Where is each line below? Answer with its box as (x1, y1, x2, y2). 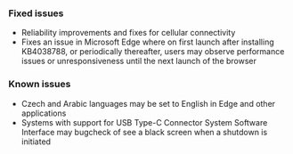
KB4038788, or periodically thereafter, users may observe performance (20, 46, 285, 57)
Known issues (8, 78, 71, 91)
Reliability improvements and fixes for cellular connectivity (20, 28, 236, 38)
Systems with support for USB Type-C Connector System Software (20, 117, 268, 127)
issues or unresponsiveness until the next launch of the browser (20, 56, 257, 67)
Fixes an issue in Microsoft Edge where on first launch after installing (20, 36, 275, 47)
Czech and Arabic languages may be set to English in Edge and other (20, 98, 276, 109)
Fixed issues (8, 7, 64, 20)
